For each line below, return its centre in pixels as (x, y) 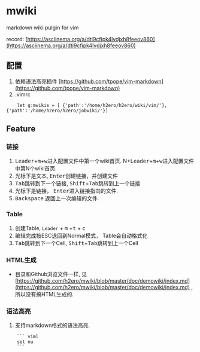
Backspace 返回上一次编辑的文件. (57, 198)
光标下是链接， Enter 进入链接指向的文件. (66, 191)
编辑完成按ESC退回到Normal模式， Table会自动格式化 (81, 235)
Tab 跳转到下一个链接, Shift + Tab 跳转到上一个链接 (78, 183)
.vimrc (23, 94)
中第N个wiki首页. (36, 169)
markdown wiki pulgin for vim (43, 27)
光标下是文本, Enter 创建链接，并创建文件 (66, 176)
